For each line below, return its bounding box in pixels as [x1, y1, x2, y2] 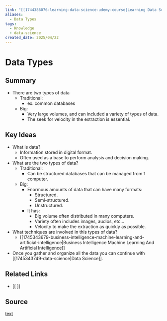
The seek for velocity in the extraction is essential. [27, 116, 131, 122]
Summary [5, 76, 36, 85]
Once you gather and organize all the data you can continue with [12, 250, 145, 256]
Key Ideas [5, 131, 36, 139]
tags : [5, 21, 16, 26]
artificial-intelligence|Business [19, 239, 82, 245]
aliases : [5, 12, 23, 17]
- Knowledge [9, 26, 35, 31]
